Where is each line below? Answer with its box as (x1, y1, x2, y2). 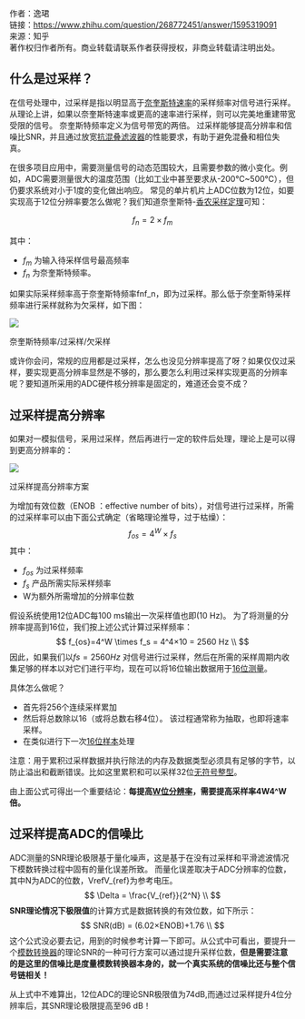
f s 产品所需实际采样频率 (22, 578, 112, 591)
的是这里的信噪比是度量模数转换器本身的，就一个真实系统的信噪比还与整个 (9, 958, 288, 969)
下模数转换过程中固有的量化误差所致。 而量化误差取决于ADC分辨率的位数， (9, 863, 291, 874)
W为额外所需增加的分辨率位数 (22, 590, 134, 602)
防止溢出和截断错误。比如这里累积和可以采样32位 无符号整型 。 (9, 767, 242, 778)
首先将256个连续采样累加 (22, 701, 118, 712)
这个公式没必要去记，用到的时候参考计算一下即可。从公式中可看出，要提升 (9, 935, 288, 946)
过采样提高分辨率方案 (9, 481, 89, 492)
